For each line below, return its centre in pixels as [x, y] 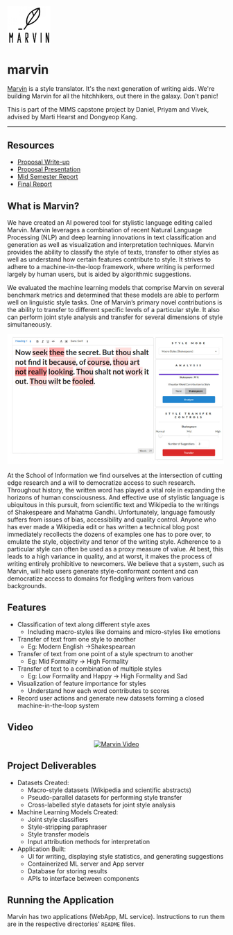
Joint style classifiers [58, 819]
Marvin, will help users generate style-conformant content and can [103, 572]
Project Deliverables [52, 766]
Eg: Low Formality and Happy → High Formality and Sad [107, 676]
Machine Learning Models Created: [68, 812]
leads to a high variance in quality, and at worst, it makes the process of [110, 556]
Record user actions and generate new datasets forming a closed [111, 698]
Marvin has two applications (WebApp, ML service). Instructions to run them [116, 917]
